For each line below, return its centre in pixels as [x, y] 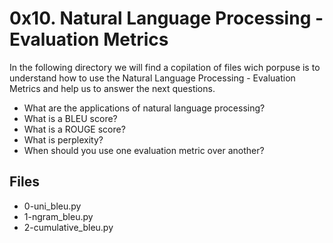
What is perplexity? [63, 139]
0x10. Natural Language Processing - [166, 18]
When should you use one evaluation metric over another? [144, 150]
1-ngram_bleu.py [58, 216]
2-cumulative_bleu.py [68, 227]
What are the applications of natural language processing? [144, 108]
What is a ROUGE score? [74, 129]
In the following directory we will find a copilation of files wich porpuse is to [165, 67]
